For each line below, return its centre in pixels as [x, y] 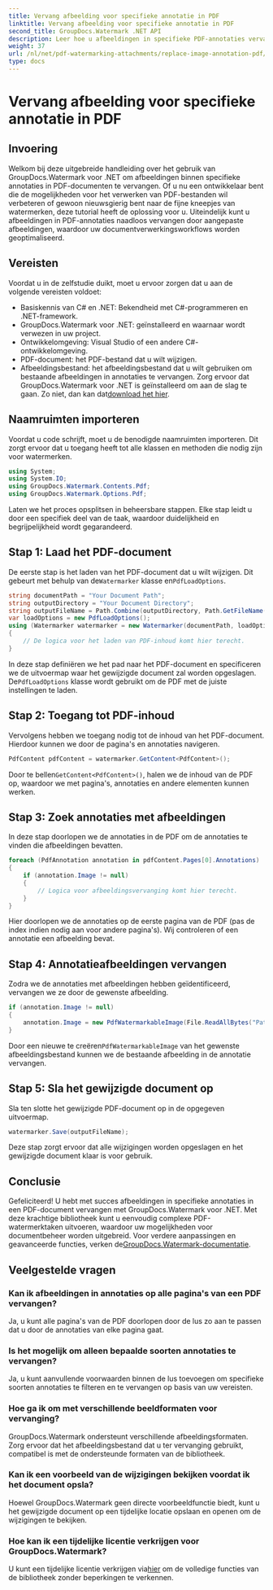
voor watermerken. [40, 456]
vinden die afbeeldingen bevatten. [66, 845]
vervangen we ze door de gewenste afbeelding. [89, 992]
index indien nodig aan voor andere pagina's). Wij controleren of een [123, 930]
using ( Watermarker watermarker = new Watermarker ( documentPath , [121, 626]
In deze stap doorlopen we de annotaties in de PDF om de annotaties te [128, 837]
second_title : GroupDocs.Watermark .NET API [85, 31]
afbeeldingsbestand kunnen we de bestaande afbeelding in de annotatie [130, 1054]
